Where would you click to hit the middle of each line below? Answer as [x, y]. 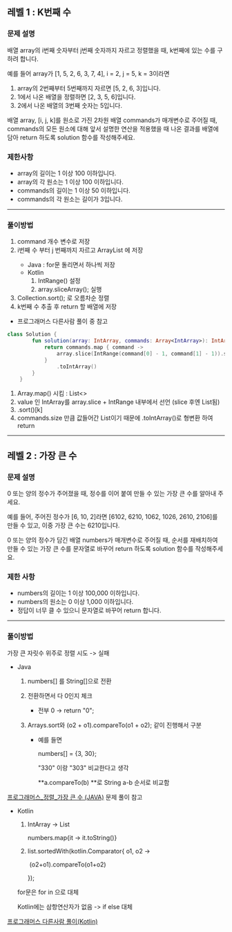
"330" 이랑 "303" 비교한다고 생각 [83, 768]
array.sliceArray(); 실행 [70, 289]
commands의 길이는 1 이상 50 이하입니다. [74, 190]
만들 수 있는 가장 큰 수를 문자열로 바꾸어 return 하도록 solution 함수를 [100, 548]
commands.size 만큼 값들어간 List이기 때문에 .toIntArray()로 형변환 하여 [115, 418]
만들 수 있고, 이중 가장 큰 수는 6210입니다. [64, 525]
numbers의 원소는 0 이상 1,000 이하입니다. [75, 602]
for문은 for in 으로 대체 [48, 892]
